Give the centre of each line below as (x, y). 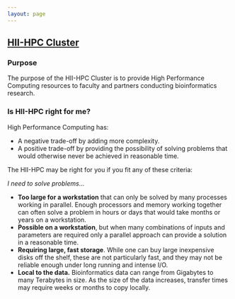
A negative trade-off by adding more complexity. (88, 141)
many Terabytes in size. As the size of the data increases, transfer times (123, 280)
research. (21, 94)
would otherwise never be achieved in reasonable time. (98, 156)
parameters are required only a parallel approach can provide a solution (122, 235)
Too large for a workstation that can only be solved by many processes (122, 197)
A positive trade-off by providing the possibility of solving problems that (122, 148)
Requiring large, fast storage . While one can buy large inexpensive (116, 249)
